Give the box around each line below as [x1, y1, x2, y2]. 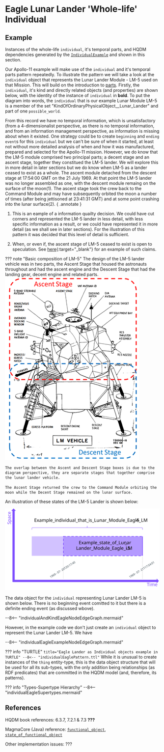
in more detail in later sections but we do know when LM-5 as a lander [5, 165, 147, 170]
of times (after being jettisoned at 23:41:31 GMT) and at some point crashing [5, 196, 160, 202]
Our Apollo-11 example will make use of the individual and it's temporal [5, 66, 151, 72]
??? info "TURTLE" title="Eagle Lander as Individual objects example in [5, 648, 158, 654]
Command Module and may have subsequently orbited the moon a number [5, 191, 157, 196]
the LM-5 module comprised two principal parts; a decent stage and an [5, 154, 150, 160]
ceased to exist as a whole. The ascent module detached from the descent [5, 170, 157, 175]
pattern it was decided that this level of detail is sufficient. [12, 232, 129, 237]
